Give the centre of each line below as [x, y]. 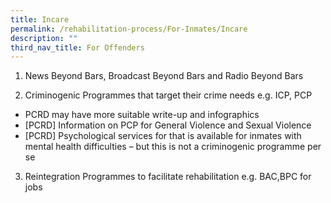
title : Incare [40, 19]
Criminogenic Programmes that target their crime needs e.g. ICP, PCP [168, 95]
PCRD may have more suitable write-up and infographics [142, 115]
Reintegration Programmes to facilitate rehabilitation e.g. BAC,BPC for [168, 177]
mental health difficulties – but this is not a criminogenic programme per [173, 147]
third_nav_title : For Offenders [77, 47]
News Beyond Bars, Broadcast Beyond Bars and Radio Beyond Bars [164, 76]
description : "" [44, 38]
